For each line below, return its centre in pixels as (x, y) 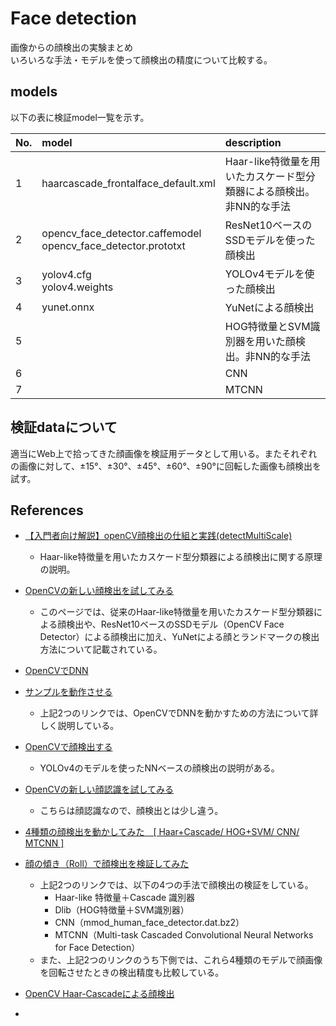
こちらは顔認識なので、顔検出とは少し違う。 (131, 811)
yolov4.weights (77, 287)
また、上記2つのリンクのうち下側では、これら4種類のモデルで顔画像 (181, 960)
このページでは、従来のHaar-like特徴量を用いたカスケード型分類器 (176, 612)
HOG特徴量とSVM (267, 326)
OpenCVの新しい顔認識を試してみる (99, 789)
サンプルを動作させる (68, 692)
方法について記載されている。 (101, 649)
